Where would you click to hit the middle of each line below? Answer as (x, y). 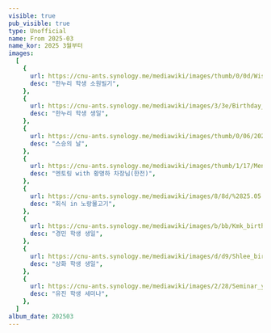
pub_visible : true (39, 23)
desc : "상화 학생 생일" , (66, 263)
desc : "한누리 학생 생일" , (69, 114)
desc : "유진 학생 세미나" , (69, 294)
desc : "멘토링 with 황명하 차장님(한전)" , (93, 174)
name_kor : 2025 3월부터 (46, 46)
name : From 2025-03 (41, 38)
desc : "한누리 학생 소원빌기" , (75, 83)
